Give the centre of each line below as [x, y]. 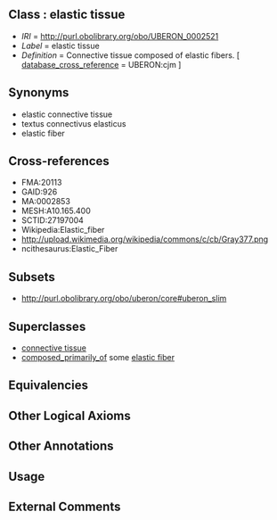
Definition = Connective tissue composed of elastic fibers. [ [130, 55]
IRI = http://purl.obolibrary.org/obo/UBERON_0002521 [120, 36]
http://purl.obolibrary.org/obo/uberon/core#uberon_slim [124, 299]
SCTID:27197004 [52, 220]
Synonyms [39, 93]
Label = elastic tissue [60, 45]
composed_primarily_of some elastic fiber [98, 358]
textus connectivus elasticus [73, 123]
